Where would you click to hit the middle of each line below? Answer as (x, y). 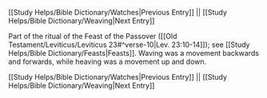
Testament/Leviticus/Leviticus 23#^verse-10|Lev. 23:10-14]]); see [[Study (129, 45)
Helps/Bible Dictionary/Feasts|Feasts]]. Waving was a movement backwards (134, 53)
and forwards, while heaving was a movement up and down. (108, 61)
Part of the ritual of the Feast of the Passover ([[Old (93, 36)
